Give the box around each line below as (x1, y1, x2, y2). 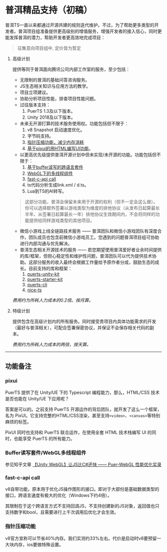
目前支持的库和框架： (28, 265, 73, 271)
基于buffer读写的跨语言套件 (27, 164, 83, 170)
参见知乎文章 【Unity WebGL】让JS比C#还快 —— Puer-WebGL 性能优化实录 (5, 461, 162, 467)
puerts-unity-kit (27, 271, 60, 277)
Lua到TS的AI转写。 (27, 188, 67, 194)
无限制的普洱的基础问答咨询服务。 (19, 77, 90, 83)
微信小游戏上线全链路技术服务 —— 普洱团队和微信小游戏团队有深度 (19, 228, 158, 234)
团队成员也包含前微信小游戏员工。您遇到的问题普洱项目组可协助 (28, 234, 160, 240)
